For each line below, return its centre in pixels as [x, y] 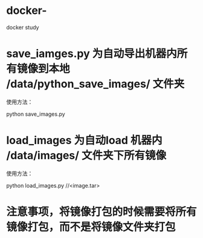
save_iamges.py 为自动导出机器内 [92, 54]
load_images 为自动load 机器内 [84, 140]
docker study [23, 27]
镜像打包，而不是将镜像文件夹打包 [91, 227]
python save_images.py [36, 114]
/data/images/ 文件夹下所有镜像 [86, 156]
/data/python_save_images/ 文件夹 [95, 84]
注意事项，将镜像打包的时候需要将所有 [102, 212]
